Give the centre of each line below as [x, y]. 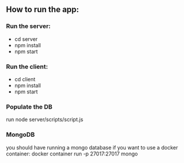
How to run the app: [43, 10]
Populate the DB [29, 106]
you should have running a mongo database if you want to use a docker [92, 147]
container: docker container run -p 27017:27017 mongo [72, 154]
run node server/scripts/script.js [45, 120]
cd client [25, 79]
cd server [26, 39]
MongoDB [20, 135]
